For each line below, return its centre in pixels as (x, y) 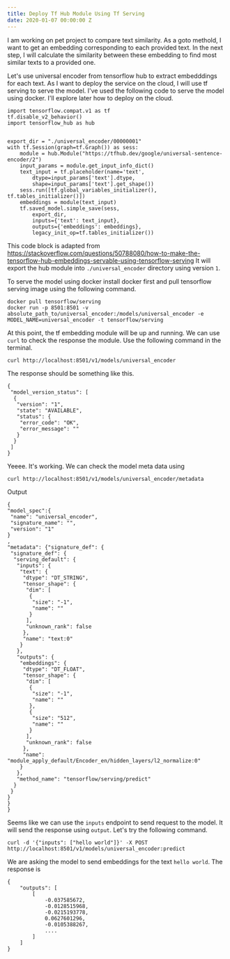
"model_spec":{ (29, 511)
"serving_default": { (45, 559)
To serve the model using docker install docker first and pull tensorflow (109, 281)
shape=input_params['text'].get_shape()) (93, 184)
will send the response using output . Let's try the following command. (107, 829)
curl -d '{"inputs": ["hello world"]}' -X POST (78, 843)
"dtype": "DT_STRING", (56, 578)
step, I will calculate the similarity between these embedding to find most (112, 55)
